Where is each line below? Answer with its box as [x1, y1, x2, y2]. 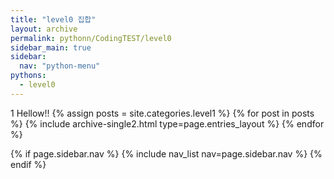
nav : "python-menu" [19, 61, 101, 71]
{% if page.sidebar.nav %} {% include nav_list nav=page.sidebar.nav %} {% [10, 147, 323, 160]
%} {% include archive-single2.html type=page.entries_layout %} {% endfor [10, 117, 325, 130]
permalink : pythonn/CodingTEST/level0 [10, 33, 172, 43]
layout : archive [10, 24, 78, 34]
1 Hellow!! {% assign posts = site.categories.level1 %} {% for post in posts [10, 107, 315, 119]
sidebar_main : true [10, 42, 92, 53]
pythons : [10, 71, 47, 81]
